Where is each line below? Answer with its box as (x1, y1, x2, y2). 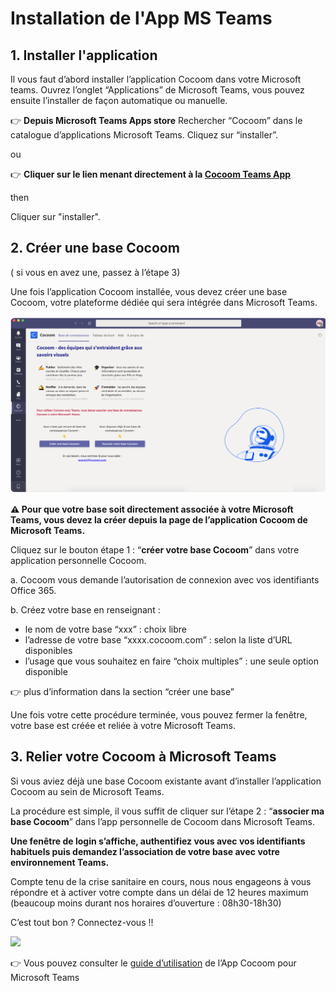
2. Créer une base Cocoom (10, 240, 180, 257)
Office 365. (10, 584, 57, 596)
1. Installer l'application (10, 47, 158, 64)
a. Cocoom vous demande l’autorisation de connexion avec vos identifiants (10, 573, 320, 586)
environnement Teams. (10, 856, 110, 868)
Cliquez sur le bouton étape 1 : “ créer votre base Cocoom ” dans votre (10, 543, 300, 556)
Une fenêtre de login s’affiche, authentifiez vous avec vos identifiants (10, 835, 306, 847)
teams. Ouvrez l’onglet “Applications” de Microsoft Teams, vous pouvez (10, 84, 305, 96)
